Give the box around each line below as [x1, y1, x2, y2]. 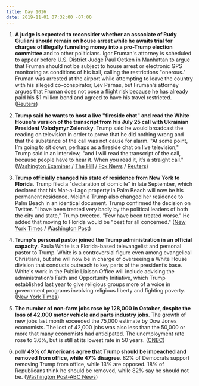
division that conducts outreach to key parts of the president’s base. [14, 262, 182, 269]
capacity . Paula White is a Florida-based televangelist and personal [14, 242, 182, 250]
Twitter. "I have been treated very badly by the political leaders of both [14, 206, 188, 213]
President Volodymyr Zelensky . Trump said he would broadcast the [14, 124, 184, 132]
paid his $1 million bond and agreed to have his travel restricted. [14, 94, 172, 101]
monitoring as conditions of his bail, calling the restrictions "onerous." [14, 69, 186, 76]
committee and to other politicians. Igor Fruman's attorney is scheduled [14, 49, 192, 57]
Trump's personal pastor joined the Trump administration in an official [14, 236, 192, 243]
